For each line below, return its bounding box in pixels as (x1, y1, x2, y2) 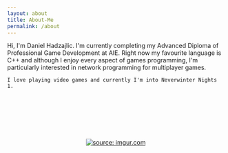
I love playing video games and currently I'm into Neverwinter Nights (7, 77, 217, 84)
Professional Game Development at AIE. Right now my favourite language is (7, 49, 222, 57)
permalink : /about (7, 23, 60, 30)
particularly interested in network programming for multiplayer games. (7, 63, 207, 72)
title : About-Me (7, 16, 54, 23)
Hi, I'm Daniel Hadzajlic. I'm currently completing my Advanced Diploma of (7, 42, 219, 50)
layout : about (7, 10, 48, 17)
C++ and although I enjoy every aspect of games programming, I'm (7, 56, 198, 64)
